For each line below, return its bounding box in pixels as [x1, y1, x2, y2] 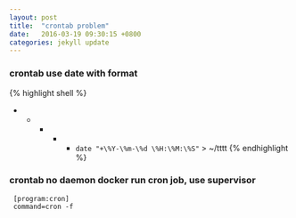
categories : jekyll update [9, 37, 110, 47]
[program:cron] [12, 194, 70, 203]
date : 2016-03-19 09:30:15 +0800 [9, 29, 142, 38]
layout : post [9, 12, 58, 22]
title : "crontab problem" [9, 21, 110, 30]
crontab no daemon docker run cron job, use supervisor [9, 174, 256, 187]
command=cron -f [12, 202, 74, 211]
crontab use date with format [9, 68, 138, 80]
